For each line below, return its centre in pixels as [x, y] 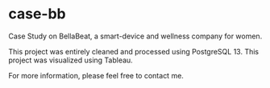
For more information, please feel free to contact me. [96, 75]
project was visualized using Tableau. [71, 60]
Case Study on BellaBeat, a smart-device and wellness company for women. [135, 36]
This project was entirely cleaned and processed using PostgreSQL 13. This [134, 51]
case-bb [37, 14]
